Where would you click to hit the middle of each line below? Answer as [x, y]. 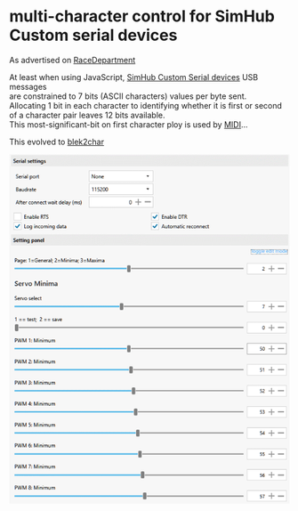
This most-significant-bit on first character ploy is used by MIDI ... [129, 124]
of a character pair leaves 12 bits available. [88, 115]
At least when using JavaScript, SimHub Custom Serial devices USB [134, 77]
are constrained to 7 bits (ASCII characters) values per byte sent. [128, 96]
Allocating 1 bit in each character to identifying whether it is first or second [146, 105]
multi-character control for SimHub [142, 16]
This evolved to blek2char [57, 142]
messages [28, 86]
